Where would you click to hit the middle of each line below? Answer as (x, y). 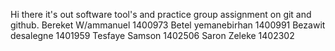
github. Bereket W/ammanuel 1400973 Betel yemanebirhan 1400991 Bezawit (168, 25)
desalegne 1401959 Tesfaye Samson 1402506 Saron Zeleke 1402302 (152, 35)
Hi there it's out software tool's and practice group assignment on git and (161, 14)
